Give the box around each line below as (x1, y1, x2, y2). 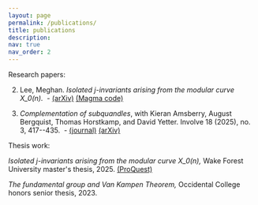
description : (8, 33, 51, 42)
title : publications (8, 26, 77, 34)
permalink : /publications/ (8, 19, 97, 27)
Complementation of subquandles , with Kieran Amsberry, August (19, 109, 233, 118)
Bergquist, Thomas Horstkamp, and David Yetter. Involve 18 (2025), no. (19, 117, 251, 126)
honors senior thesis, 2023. (8, 188, 98, 197)
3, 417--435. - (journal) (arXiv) (19, 125, 121, 135)
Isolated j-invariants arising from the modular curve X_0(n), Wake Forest (8, 156, 244, 166)
